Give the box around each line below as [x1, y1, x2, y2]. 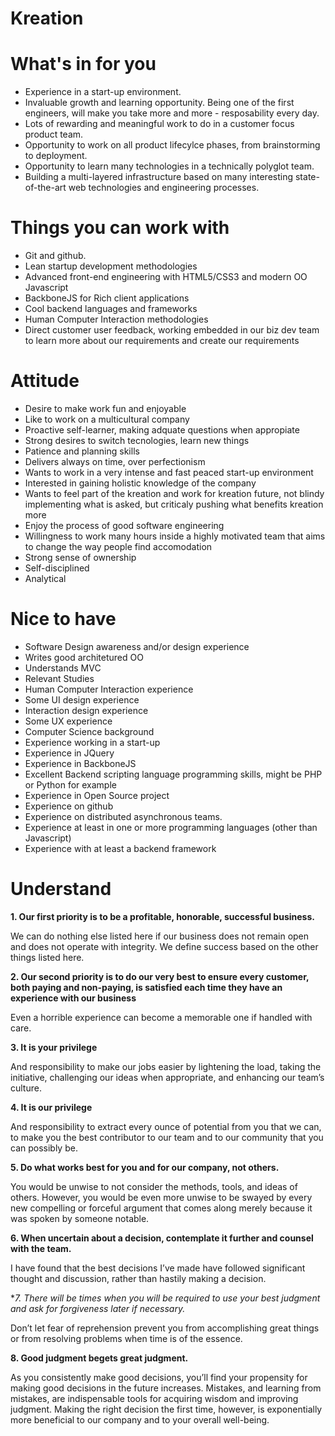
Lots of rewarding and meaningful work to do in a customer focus [24, 118, 295, 130]
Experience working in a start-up [24, 736, 161, 748]
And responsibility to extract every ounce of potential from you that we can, [10, 1120, 322, 1132]
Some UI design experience [24, 693, 140, 706]
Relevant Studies [24, 672, 95, 684]
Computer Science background [24, 725, 155, 737]
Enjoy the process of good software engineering [24, 520, 225, 531]
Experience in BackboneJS [24, 757, 137, 769]
